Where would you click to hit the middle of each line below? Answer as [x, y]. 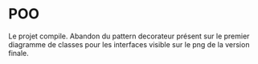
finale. [19, 53]
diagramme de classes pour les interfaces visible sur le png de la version [129, 44]
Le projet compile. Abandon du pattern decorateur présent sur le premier [129, 36]
